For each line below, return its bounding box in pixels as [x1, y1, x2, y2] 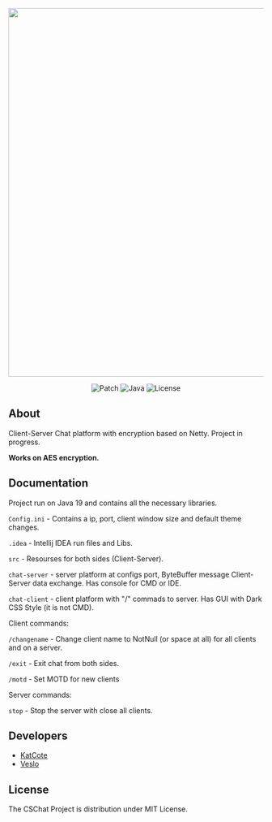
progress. [8, 437, 40, 447]
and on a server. [8, 642, 63, 652]
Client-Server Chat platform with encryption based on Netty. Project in [8, 428, 243, 438]
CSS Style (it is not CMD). [8, 602, 95, 612]
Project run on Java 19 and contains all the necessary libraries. [8, 498, 218, 508]
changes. [8, 522, 40, 532]
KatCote [19, 751, 48, 760]
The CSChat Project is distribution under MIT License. [8, 804, 189, 814]
